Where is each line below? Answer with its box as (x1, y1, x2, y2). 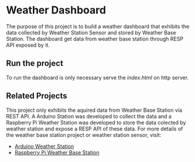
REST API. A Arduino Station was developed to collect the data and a (6, 112, 172, 120)
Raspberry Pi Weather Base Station (14, 149, 100, 156)
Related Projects (6, 91, 67, 101)
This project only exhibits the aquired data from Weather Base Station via (6, 106, 183, 113)
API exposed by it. (6, 42, 50, 49)
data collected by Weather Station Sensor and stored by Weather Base (6, 29, 177, 36)
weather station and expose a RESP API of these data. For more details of (6, 125, 183, 132)
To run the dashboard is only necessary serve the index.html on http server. (6, 74, 189, 81)
